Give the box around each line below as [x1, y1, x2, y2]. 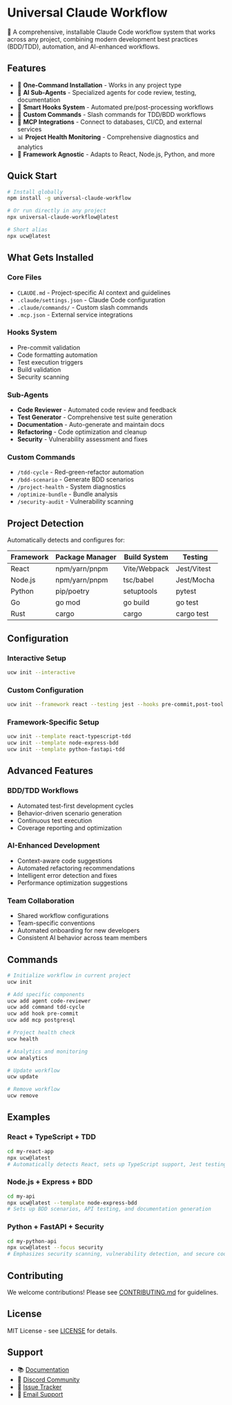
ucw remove [7, 1092, 39, 1099]
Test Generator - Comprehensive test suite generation [17, 413, 173, 421]
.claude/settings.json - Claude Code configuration [17, 295, 166, 304]
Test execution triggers [17, 358, 84, 366]
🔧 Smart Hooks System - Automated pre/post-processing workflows [17, 102, 214, 111]
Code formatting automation [17, 351, 98, 359]
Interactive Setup [7, 653, 67, 663]
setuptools [123, 587, 157, 596]
